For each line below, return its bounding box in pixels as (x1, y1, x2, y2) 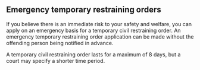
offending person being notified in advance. (6, 39, 114, 46)
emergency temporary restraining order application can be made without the (6, 33, 194, 40)
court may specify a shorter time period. (6, 57, 105, 64)
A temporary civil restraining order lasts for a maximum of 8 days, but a (6, 50, 181, 58)
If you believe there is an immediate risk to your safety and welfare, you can (6, 20, 192, 27)
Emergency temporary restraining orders (6, 5, 162, 15)
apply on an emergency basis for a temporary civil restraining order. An (6, 27, 181, 34)
